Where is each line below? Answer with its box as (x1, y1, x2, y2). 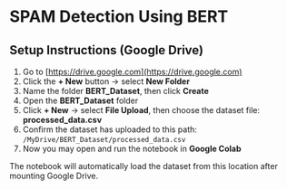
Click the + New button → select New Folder (22, 76, 191, 87)
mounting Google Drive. (9, 170, 98, 181)
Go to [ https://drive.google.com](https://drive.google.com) (22, 66, 242, 77)
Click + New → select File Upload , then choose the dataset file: (22, 105, 261, 115)
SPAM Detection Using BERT (9, 6, 229, 27)
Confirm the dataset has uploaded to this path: (22, 124, 198, 135)
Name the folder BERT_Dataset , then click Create (22, 86, 209, 96)
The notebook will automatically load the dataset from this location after (9, 161, 279, 171)
